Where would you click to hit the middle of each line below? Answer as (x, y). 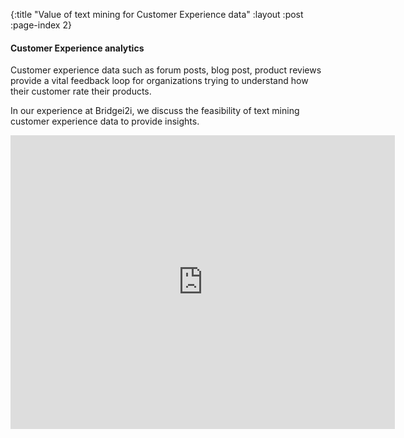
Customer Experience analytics (77, 48)
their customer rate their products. (81, 91)
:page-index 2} (41, 25)
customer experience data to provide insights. (105, 121)
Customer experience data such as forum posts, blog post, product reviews (166, 70)
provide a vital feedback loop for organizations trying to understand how (159, 81)
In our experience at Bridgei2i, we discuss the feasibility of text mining (155, 111)
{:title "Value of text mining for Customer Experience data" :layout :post (157, 14)
